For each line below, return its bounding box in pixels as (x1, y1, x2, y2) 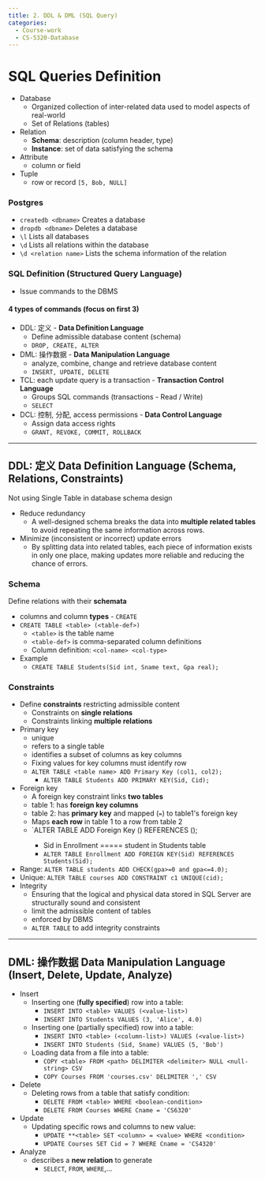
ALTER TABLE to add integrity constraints (31, 923, 160, 932)
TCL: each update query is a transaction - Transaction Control (19, 375, 224, 384)
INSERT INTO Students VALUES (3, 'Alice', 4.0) (43, 1016, 203, 1024)
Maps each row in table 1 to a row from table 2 (31, 817, 183, 827)
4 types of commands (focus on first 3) (8, 305, 140, 314)
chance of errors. (31, 558, 88, 568)
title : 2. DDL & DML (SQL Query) (8, 11, 118, 20)
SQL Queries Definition (8, 68, 162, 85)
